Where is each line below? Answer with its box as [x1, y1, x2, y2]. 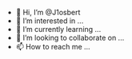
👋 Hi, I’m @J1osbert [15, 8, 81, 17]
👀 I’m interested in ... [15, 16, 84, 26]
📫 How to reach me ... [15, 42, 90, 51]
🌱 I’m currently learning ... [15, 25, 102, 33]
